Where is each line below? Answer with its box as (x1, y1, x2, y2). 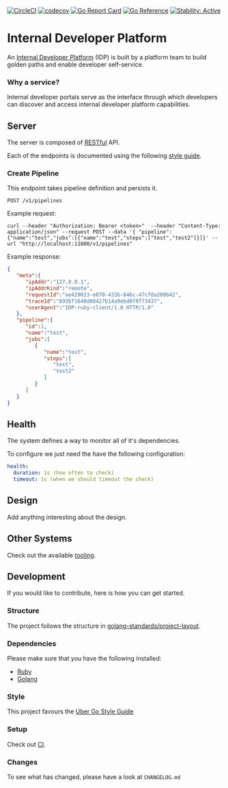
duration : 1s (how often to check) (13, 470, 115, 476)
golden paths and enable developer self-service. (7, 60, 144, 68)
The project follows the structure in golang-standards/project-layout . (7, 622, 201, 630)
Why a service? (7, 77, 60, 87)
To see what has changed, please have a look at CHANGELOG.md (7, 772, 181, 780)
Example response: (7, 253, 61, 261)
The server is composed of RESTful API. (7, 138, 120, 147)
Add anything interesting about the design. (7, 513, 128, 521)
